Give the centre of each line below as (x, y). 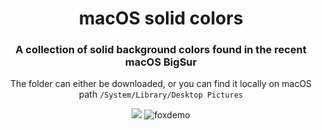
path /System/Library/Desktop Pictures (161, 94)
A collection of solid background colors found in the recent (161, 50)
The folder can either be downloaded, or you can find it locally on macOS (161, 84)
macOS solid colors (161, 18)
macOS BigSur (161, 62)
